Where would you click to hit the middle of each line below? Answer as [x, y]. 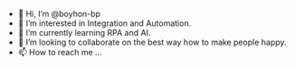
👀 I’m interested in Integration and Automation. [105, 23]
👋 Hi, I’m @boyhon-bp [59, 14]
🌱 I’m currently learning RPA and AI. [84, 33]
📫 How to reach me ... [60, 52]
